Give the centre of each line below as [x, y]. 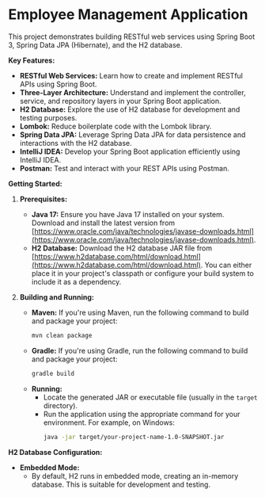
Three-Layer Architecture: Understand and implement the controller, [133, 92]
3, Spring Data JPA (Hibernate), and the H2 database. [95, 44]
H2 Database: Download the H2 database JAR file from [122, 248]
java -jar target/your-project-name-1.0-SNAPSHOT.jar [134, 437]
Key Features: [32, 60]
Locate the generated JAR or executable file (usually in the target [150, 397]
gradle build [53, 373]
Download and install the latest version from [103, 223]
